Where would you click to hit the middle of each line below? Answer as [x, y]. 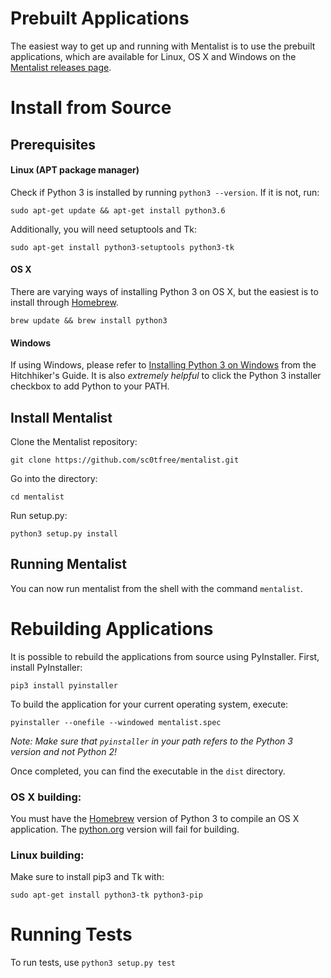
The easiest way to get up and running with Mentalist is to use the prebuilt [163, 46]
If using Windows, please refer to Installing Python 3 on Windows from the [163, 365]
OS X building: [46, 797]
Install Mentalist [61, 417]
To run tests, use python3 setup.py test [93, 963]
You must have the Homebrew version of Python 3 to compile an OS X [155, 818]
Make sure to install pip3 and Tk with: [87, 877]
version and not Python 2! [63, 751]
